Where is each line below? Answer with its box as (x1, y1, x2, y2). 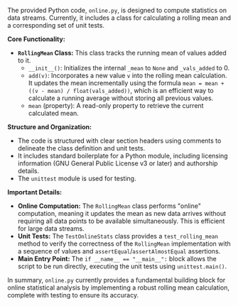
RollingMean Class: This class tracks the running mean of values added (17, 49, 227, 57)
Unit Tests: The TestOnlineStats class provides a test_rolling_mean (17, 232, 219, 240)
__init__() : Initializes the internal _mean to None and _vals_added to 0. (28, 64, 230, 72)
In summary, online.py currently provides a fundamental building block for (7, 276, 226, 284)
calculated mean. (28, 109, 80, 117)
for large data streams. (17, 224, 85, 233)
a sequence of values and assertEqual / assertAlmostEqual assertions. (17, 247, 221, 255)
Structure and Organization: (7, 123, 92, 131)
